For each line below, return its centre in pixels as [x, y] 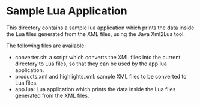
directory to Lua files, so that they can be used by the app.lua [91, 64]
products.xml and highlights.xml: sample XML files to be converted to [101, 76]
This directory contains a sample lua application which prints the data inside [100, 28]
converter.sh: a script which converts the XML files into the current [98, 57]
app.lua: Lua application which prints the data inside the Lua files [95, 89]
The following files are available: [46, 46]
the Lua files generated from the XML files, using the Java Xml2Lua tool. [95, 34]
